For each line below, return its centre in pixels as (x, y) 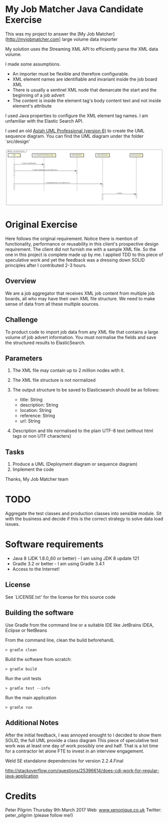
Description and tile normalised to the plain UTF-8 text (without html (83, 431)
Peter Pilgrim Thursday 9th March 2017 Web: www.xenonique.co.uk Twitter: (83, 810)
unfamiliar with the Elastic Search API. (44, 121)
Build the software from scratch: (38, 659)
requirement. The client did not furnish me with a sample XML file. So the (81, 249)
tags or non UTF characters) (42, 436)
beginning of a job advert (39, 95)
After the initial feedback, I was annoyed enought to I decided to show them (83, 735)
